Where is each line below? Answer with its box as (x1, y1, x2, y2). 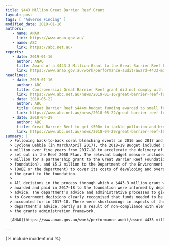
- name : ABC (12, 40, 37, 45)
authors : (5, 26, 24, 31)
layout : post (5, 12, 33, 17)
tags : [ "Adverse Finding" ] (5, 17, 66, 22)
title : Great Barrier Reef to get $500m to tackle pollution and (16, 124, 156, 129)
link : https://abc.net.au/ (16, 45, 73, 50)
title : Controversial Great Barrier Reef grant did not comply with (16, 87, 163, 92)
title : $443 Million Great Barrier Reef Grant (5, 7, 105, 13)
